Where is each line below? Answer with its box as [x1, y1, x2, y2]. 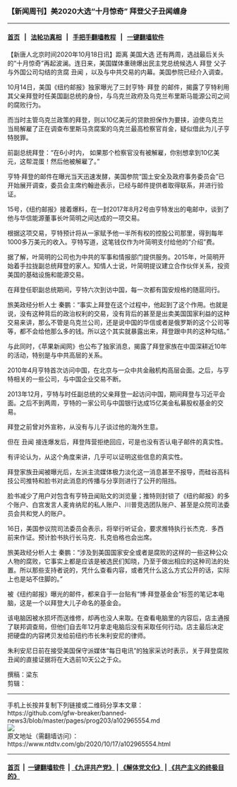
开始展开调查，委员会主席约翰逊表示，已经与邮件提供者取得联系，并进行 [7, 180, 217, 189]
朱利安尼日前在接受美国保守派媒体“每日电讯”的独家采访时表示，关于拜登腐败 [7, 646, 229, 655]
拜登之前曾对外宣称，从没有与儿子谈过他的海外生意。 [7, 423, 162, 431]
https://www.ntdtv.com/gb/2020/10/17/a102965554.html [7, 740, 171, 748]
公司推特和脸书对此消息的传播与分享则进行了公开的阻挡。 [13, 476, 181, 485]
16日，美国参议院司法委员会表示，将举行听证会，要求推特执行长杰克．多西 [7, 524, 224, 532]
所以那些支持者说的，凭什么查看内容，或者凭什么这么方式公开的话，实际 [19, 565, 230, 574]
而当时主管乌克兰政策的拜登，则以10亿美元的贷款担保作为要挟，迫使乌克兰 [7, 115, 224, 124]
